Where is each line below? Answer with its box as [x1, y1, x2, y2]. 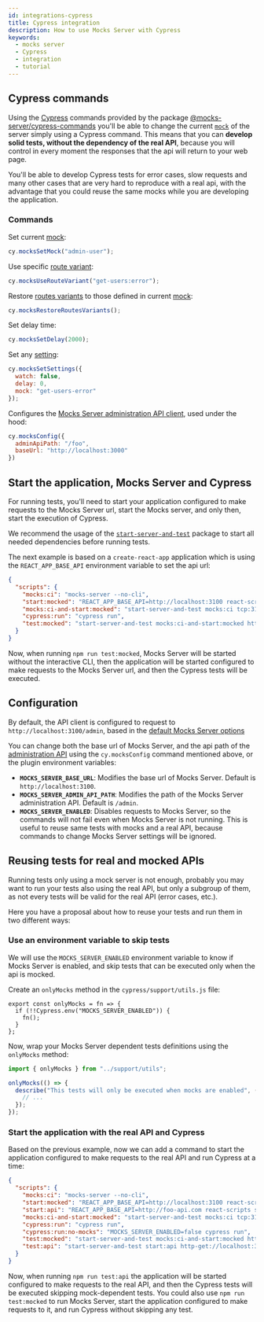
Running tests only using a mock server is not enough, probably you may [8, 875, 244, 885]
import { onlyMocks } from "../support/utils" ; [8, 1065, 167, 1073]
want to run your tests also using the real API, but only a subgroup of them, [8, 883, 251, 893]
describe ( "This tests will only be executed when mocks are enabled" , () [15, 1086, 262, 1094]
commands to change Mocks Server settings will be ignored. [19, 831, 217, 841]
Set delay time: [8, 320, 57, 330]
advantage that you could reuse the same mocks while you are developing [8, 186, 249, 196]
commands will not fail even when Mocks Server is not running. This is [19, 815, 248, 824]
